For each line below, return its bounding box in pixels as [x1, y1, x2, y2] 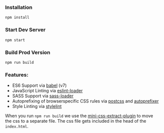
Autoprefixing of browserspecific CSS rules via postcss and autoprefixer [12, 98, 159, 104]
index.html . [5, 123, 28, 129]
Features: [5, 71, 28, 78]
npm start [5, 37, 26, 43]
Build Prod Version [5, 49, 51, 55]
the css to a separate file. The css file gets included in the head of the [5, 118, 146, 124]
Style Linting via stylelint [12, 104, 62, 109]
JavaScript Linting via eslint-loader [12, 88, 83, 94]
